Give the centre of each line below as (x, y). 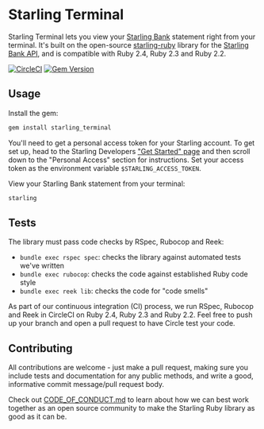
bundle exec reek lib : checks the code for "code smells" (114, 291)
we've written (42, 266)
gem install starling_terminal (60, 128)
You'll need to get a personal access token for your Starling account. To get (132, 143)
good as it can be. (38, 417)
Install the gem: (33, 113)
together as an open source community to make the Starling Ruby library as (132, 408)
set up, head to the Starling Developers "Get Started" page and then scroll (130, 151)
